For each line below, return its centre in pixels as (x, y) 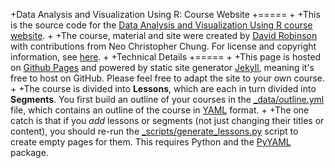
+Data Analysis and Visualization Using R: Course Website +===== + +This (165, 14)
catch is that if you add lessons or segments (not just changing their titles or (167, 120)
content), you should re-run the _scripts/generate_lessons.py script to (154, 131)
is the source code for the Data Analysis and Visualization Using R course (161, 25)
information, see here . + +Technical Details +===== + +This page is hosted (166, 57)
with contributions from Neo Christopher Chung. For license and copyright (163, 46)
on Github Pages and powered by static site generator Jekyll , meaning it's (162, 67)
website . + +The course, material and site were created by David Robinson (164, 35)
